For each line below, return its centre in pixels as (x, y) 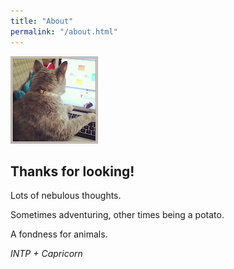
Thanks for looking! (72, 171)
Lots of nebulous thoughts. (66, 196)
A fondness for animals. (59, 234)
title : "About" (42, 21)
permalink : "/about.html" (64, 31)
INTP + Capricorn (46, 254)
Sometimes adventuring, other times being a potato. (117, 215)
